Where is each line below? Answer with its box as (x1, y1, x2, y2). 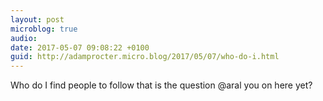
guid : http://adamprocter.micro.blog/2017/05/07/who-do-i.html (10, 52, 280, 62)
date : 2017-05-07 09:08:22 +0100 (10, 42, 150, 53)
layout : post (10, 14, 65, 25)
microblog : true (10, 24, 78, 34)
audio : (10, 33, 38, 43)
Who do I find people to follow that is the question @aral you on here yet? (10, 79, 313, 91)
